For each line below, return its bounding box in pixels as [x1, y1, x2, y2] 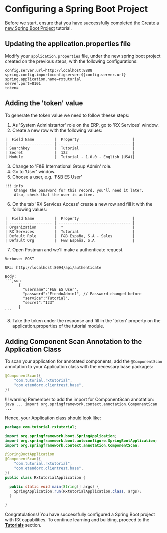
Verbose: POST [5, 256, 35, 261]
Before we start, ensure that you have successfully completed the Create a [5, 20, 159, 26]
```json [5, 278, 21, 283]
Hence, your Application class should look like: [5, 415, 101, 421]
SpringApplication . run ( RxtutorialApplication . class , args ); [14, 489, 142, 494]
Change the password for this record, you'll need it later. [14, 188, 144, 193]
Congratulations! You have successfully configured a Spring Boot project [5, 511, 155, 518]
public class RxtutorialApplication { [5, 475, 86, 480]
